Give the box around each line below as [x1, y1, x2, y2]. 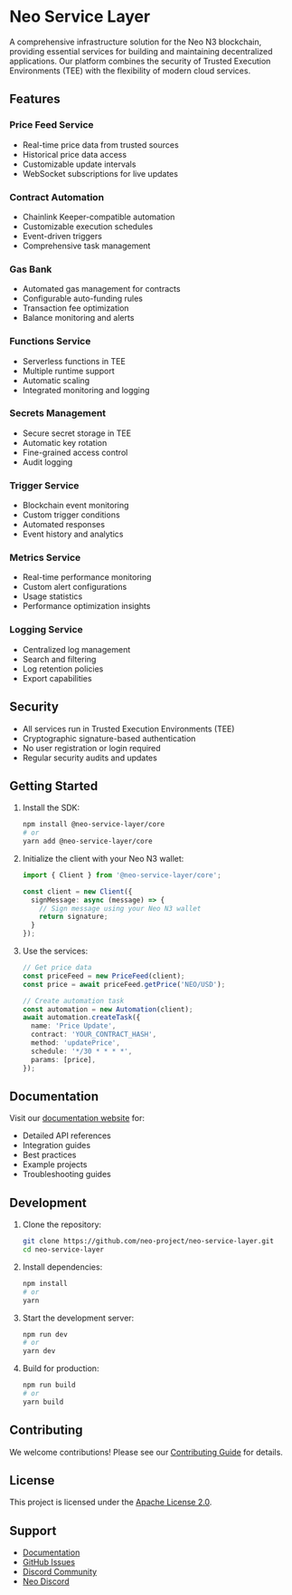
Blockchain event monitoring [22, 500, 129, 511]
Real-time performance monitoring [22, 572, 152, 583]
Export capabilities [22, 672, 92, 683]
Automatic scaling [22, 374, 90, 386]
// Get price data [22, 963, 92, 972]
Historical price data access [22, 149, 127, 159]
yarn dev [22, 1347, 56, 1356]
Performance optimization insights [22, 601, 151, 612]
